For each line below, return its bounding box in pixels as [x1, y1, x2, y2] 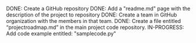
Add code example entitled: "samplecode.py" [6, 30, 117, 37]
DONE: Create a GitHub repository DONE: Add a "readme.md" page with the [6, 5, 191, 12]
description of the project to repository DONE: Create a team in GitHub [6, 11, 178, 18]
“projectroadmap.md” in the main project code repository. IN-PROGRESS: [6, 24, 184, 31]
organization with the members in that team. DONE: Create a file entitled [6, 18, 181, 24]
